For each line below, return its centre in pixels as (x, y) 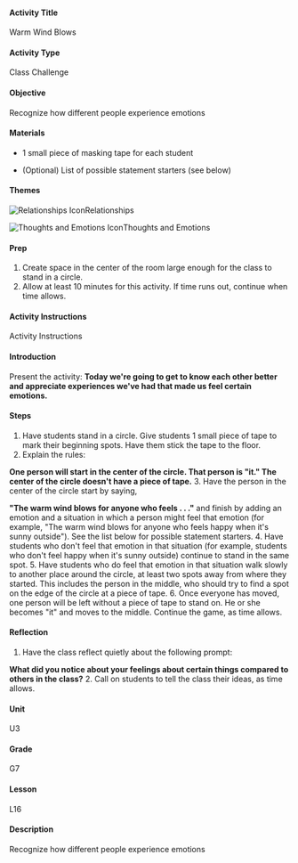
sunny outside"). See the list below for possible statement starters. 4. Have (146, 536)
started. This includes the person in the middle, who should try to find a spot (149, 583)
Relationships (110, 210)
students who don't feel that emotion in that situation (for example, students (148, 545)
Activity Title (34, 12)
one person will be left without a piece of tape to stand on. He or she (135, 602)
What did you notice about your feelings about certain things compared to (149, 670)
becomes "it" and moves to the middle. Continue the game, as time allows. (146, 612)
